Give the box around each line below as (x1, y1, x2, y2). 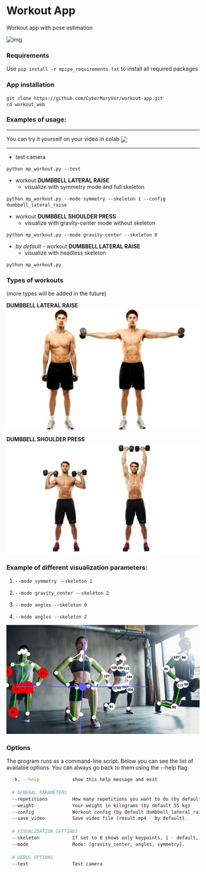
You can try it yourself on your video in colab (6, 135, 120, 142)
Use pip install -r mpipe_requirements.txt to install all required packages (6, 65, 198, 72)
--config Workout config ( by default (12, 809, 144, 815)
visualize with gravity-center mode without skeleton (24, 219, 155, 226)
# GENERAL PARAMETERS (12, 789, 67, 795)
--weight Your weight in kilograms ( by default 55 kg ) (12, 802, 191, 809)
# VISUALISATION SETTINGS (12, 828, 78, 835)
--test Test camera (12, 860, 103, 867)
